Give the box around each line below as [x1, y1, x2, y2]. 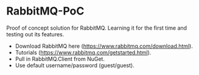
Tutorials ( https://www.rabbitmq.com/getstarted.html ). [15, 48, 152, 56]
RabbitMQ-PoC [6, 4, 85, 18]
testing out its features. [6, 30, 65, 37]
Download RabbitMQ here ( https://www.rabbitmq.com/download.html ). [15, 42, 194, 50]
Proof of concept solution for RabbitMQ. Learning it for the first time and [6, 24, 187, 31]
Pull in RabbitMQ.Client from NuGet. [15, 55, 105, 62]
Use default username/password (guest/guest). [15, 62, 135, 69]
